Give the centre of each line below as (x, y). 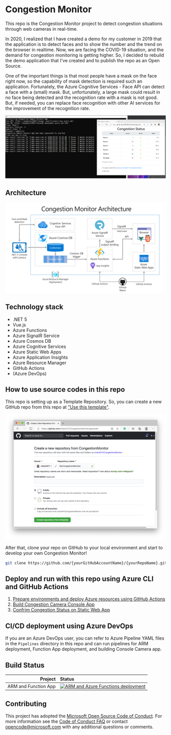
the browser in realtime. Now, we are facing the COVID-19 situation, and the (84, 49)
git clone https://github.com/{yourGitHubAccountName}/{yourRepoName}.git (86, 563)
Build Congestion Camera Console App (54, 604)
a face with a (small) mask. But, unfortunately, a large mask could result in (83, 92)
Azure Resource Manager (39, 363)
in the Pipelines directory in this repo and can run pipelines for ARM (77, 644)
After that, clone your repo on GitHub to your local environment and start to (84, 547)
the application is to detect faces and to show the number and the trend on (84, 44)
